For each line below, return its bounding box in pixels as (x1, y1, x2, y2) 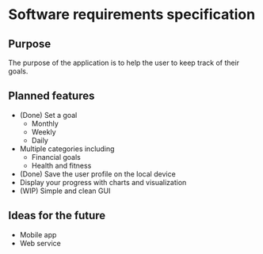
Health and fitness (31, 161, 92, 170)
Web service (19, 238, 62, 248)
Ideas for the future (8, 209, 106, 222)
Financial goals (31, 152, 81, 161)
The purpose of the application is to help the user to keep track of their (8, 58, 240, 67)
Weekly (31, 127, 57, 136)
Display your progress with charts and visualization (19, 177, 187, 187)
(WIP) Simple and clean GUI (19, 186, 111, 195)
